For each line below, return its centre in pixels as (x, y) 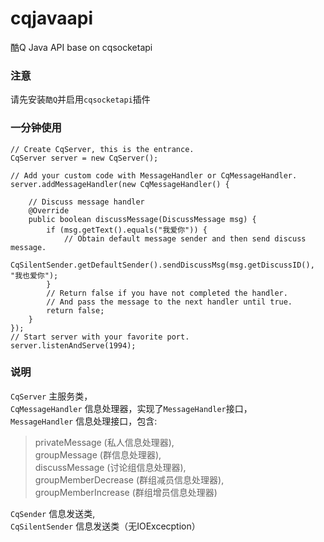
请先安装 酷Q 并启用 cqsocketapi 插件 (80, 99)
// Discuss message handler (86, 202)
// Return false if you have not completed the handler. (167, 293)
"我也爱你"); (34, 275)
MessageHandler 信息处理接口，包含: (84, 421)
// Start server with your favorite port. (100, 337)
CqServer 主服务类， (51, 396)
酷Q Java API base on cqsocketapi (81, 47)
